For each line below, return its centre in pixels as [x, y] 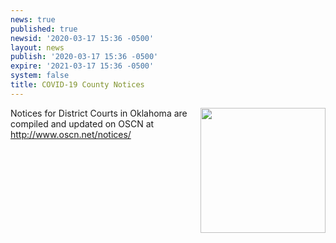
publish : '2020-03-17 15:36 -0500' [84, 57]
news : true [33, 19]
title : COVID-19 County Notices [77, 85]
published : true [44, 29]
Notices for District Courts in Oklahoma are [99, 113]
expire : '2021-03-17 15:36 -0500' [82, 66]
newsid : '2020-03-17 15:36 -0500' [82, 38]
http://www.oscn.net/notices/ [71, 134]
